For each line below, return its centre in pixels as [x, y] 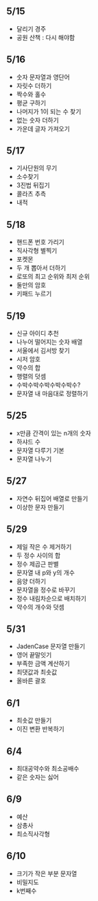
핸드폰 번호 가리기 [40, 242]
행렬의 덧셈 [31, 376]
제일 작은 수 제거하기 [44, 546]
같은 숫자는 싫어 [37, 777]
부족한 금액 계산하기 [43, 663]
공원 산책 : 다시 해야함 [46, 37]
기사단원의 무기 [37, 168]
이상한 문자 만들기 [40, 507]
